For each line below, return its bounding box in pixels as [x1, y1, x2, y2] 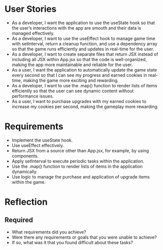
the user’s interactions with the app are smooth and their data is [11, 25, 141, 31]
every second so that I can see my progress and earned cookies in [11, 72, 147, 78]
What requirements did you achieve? [11, 229, 87, 235]
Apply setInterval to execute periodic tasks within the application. [11, 158, 145, 164]
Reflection [4, 196, 48, 208]
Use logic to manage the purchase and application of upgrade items [11, 174, 150, 179]
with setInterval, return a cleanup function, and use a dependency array [11, 40, 158, 46]
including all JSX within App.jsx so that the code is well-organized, [11, 56, 147, 62]
